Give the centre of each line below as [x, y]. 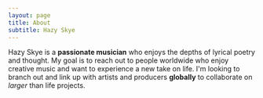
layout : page [29, 15]
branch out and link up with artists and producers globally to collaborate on [130, 77]
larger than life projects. [47, 85]
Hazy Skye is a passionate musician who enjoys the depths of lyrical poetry [131, 53]
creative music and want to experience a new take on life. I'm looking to [124, 69]
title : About [29, 23]
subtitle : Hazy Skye [42, 30]
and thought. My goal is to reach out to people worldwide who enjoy [119, 60]
